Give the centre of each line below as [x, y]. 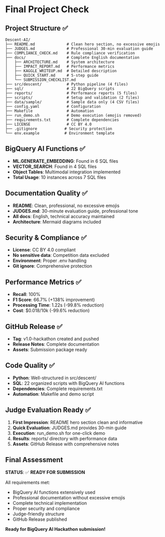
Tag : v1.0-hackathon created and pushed [56, 339]
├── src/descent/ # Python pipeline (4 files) [67, 84]
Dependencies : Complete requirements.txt [58, 389]
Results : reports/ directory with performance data [65, 438]
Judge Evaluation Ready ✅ [48, 410]
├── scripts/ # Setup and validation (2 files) [72, 98]
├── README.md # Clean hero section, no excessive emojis [82, 44]
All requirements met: [28, 482]
